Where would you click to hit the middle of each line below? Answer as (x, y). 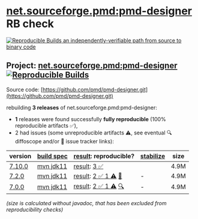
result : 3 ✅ (88, 166)
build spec (52, 156)
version (20, 156)
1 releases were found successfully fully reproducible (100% (90, 119)
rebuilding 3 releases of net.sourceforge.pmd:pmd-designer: (82, 107)
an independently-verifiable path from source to (122, 40)
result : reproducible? (104, 156)
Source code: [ (25, 89)
